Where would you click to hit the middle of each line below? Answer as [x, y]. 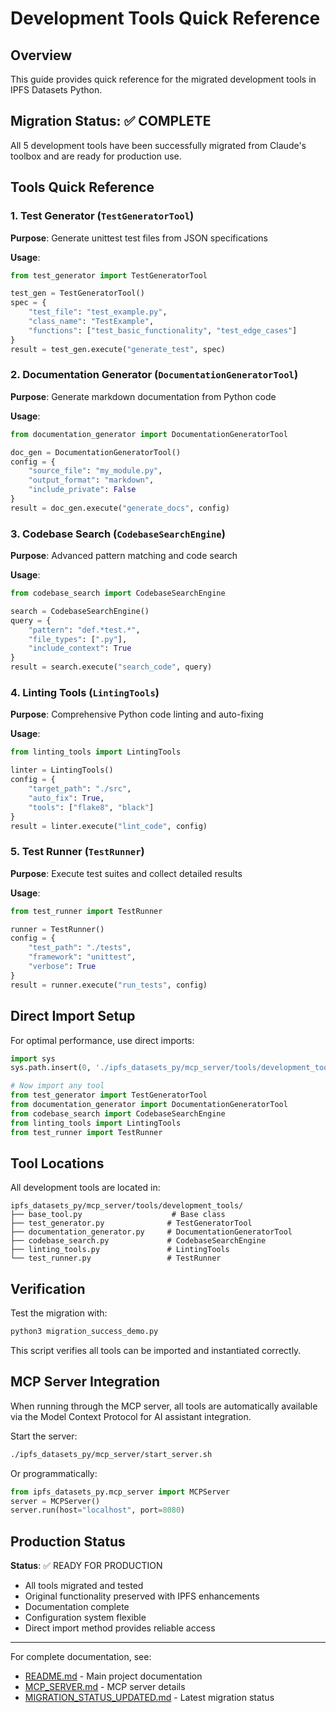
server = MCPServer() [55, 1501]
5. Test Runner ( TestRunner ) [77, 852]
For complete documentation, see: [81, 1657]
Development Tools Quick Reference [165, 18]
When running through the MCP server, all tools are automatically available [164, 1406]
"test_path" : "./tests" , [80, 948]
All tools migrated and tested [84, 1586]
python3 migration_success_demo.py [84, 1332]
